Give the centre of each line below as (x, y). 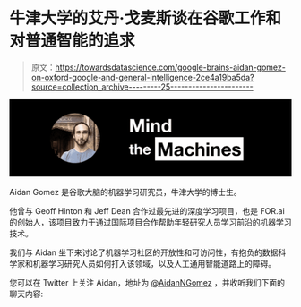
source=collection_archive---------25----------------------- (142, 87)
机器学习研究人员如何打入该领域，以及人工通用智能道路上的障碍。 (154, 264)
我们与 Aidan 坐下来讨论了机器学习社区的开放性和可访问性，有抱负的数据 (144, 252)
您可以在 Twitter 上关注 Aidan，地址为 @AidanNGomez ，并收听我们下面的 (147, 283)
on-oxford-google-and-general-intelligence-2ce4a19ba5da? (142, 77)
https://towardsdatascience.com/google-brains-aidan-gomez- (171, 67)
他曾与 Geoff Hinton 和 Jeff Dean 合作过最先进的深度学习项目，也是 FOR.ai (147, 211)
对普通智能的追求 (73, 41)
